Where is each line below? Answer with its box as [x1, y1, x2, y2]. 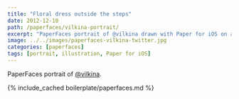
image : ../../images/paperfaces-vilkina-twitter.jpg [7, 37, 167, 44]
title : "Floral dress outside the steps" [7, 10, 132, 18]
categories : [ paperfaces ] [7, 43, 84, 51]
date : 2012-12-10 [7, 17, 59, 24]
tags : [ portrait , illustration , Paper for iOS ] [7, 51, 152, 58]
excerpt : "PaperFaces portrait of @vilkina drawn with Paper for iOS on [7, 30, 228, 38]
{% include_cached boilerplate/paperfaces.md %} [7, 83, 154, 92]
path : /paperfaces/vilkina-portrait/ [7, 24, 119, 31]
